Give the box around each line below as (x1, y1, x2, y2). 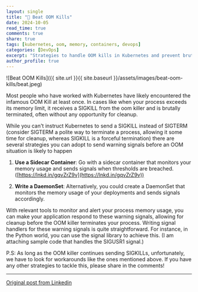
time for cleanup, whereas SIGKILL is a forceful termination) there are (6, 134, 175, 142)
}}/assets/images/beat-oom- (113, 74, 183, 81)
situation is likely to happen (6, 147, 72, 154)
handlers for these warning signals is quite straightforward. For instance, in (6, 225, 188, 232)
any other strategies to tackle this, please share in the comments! (6, 262, 165, 269)
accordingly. (14, 195, 45, 202)
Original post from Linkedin (6, 278, 72, 286)
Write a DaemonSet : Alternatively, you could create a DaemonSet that (14, 182, 185, 189)
